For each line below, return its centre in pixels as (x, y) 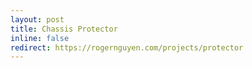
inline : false (40, 38)
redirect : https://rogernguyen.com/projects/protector (127, 47)
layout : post (37, 19)
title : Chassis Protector (64, 29)
